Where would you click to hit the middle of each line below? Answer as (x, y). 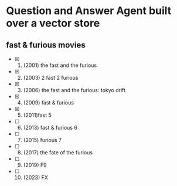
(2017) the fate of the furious (58, 153)
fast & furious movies (46, 45)
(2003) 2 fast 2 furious (51, 78)
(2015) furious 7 (42, 140)
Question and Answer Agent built (89, 11)
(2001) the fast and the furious (60, 65)
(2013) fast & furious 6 (50, 128)
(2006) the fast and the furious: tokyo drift (74, 90)
